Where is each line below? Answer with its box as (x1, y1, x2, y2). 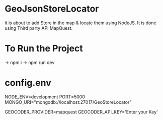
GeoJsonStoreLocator (5, 3, 99, 15)
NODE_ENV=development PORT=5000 (5, 94, 85, 100)
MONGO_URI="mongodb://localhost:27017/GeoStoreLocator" (5, 99, 132, 105)
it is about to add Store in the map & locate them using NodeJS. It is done (5, 20, 156, 26)
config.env (5, 77, 51, 89)
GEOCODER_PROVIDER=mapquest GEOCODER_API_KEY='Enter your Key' (5, 109, 158, 115)
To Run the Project (5, 43, 84, 54)
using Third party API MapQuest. (5, 25, 73, 31)
